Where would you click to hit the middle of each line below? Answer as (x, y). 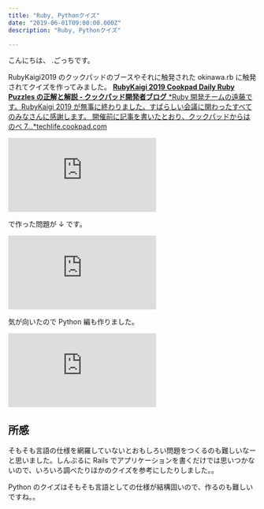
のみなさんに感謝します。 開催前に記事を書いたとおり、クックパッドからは (129, 117)
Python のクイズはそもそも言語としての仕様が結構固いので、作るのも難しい (131, 487)
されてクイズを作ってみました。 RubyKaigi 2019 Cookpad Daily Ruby (121, 87)
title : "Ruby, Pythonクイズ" (54, 15)
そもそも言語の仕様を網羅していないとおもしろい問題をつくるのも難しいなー (132, 451)
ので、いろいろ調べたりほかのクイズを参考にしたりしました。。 (117, 470)
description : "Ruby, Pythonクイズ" (65, 30)
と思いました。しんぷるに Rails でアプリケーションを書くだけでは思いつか (128, 460)
